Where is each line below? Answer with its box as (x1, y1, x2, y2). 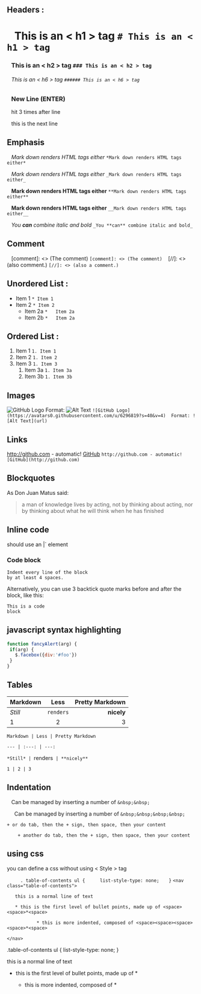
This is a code (7, 603, 45, 609)
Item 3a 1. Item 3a (24, 366, 72, 374)
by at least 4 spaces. (7, 574, 64, 580)
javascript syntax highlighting (7, 625, 122, 635)
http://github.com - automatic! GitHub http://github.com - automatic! (7, 450, 183, 458)
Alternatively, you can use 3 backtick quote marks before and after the (7, 585, 182, 593)
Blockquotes (7, 473, 55, 483)
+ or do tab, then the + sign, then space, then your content (7, 822, 166, 828)
